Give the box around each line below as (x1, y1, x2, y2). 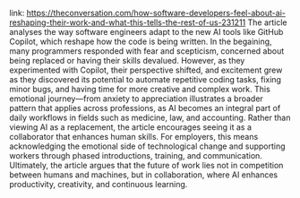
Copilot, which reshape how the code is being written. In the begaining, (9, 36, 272, 47)
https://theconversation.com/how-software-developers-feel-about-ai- (26, 8, 287, 18)
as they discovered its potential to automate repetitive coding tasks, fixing (9, 74, 282, 84)
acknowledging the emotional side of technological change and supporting (9, 141, 286, 151)
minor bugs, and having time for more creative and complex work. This (9, 84, 270, 94)
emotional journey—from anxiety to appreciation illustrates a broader (9, 93, 264, 104)
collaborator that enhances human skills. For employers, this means (9, 132, 259, 142)
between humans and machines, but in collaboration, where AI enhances (9, 169, 279, 180)
